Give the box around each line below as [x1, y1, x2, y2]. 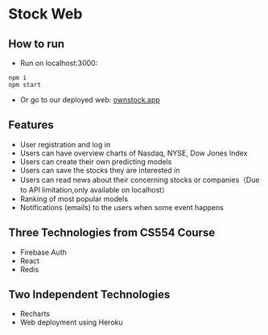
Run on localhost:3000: [19, 58, 98, 68]
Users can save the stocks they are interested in [19, 165, 180, 175]
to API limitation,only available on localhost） [19, 184, 169, 194]
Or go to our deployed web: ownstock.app [19, 95, 161, 105]
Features [8, 118, 54, 132]
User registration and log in [19, 139, 111, 149]
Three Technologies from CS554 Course [8, 226, 216, 240]
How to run [8, 37, 65, 51]
